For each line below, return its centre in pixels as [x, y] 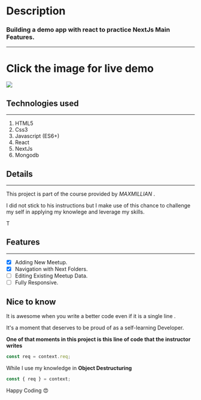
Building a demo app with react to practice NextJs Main [88, 30]
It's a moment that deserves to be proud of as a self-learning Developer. [95, 328]
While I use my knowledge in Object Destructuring [69, 368]
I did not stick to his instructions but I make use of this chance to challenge [98, 206]
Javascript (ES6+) [37, 136]
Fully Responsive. [36, 283]
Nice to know [31, 302]
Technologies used [42, 103]
